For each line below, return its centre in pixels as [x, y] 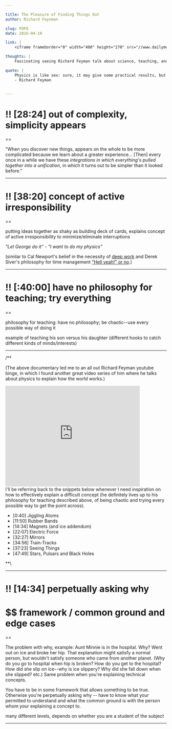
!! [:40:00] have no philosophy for [79, 288]
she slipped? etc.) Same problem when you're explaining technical [75, 675]
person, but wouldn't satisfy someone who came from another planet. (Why [85, 658]
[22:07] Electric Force [36, 532]
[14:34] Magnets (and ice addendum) [52, 526]
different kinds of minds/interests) [41, 343]
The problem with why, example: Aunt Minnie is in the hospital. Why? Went [84, 647]
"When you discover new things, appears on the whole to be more [75, 149]
